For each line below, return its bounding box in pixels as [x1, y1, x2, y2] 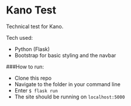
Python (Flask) [14, 45, 50, 53]
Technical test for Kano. [6, 23, 64, 30]
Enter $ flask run [14, 87, 58, 94]
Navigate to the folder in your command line [14, 80, 121, 88]
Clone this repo [14, 74, 51, 81]
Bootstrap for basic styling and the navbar [14, 52, 116, 59]
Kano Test [6, 4, 57, 17]
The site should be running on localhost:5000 [14, 93, 125, 100]
